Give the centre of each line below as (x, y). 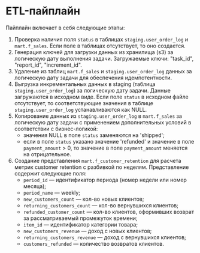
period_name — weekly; (51, 192)
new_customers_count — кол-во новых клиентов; (84, 199)
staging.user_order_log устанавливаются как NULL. (81, 109)
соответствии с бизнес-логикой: (56, 129)
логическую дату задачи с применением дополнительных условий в (103, 122)
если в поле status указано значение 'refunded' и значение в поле (109, 141)
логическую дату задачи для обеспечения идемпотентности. (93, 78)
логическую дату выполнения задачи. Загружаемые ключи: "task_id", (104, 58)
